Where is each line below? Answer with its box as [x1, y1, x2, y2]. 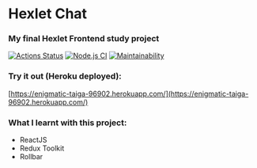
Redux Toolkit [19, 143, 65, 153]
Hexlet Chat [8, 5, 88, 23]
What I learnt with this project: [8, 116, 127, 128]
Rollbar [19, 152, 43, 162]
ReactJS [19, 136, 47, 145]
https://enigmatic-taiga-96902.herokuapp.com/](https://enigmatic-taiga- [10, 89, 249, 98]
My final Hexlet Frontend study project [8, 33, 160, 44]
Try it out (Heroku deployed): [8, 71, 123, 82]
